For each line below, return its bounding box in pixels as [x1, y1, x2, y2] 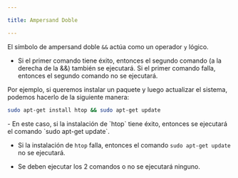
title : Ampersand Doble [7, 16, 78, 23]
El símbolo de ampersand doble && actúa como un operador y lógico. [7, 42, 209, 51]
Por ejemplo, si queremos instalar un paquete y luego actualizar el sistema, [7, 85, 228, 93]
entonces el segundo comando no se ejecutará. [17, 71, 158, 80]
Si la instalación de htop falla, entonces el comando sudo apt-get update [17, 140, 232, 150]
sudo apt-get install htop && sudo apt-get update [7, 106, 161, 114]
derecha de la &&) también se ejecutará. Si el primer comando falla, [17, 63, 216, 72]
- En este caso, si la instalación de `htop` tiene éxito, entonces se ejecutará [7, 119, 228, 128]
